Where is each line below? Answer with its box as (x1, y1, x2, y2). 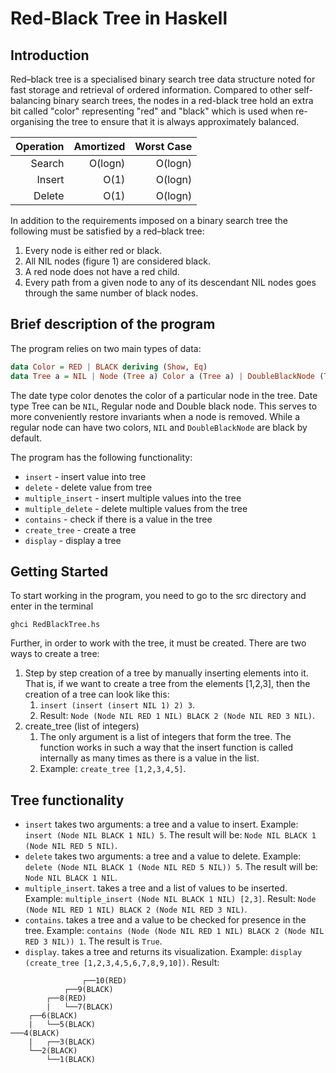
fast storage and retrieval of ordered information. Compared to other (10, 84, 292, 96)
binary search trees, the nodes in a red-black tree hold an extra (53, 95, 314, 106)
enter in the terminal (10, 600, 94, 612)
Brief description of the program (10, 316, 216, 333)
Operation (15, 140, 65, 153)
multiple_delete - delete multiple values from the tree (24, 502, 248, 514)
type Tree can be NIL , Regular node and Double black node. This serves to (10, 400, 318, 412)
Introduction (10, 47, 90, 64)
